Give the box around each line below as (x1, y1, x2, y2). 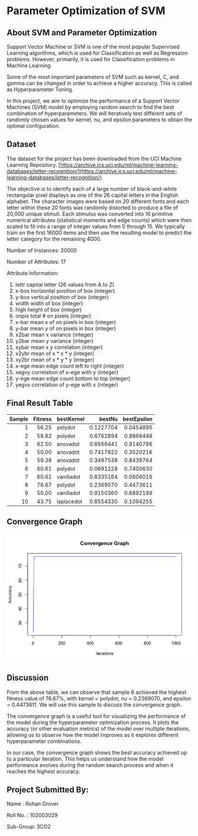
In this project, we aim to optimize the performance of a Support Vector (6, 97, 180, 104)
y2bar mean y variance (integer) (15, 337, 94, 344)
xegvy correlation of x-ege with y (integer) (15, 368, 118, 375)
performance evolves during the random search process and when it (6, 761, 174, 768)
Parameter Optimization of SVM (6, 4, 166, 18)
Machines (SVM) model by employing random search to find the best (6, 104, 174, 110)
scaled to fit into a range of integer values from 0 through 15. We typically (6, 223, 185, 230)
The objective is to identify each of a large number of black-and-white (6, 185, 177, 192)
